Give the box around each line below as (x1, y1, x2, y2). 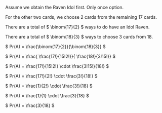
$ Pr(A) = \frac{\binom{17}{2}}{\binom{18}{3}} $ (5, 44, 106, 50)
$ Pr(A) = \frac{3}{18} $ (5, 102, 55, 108)
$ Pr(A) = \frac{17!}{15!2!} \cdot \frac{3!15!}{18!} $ (5, 63, 109, 69)
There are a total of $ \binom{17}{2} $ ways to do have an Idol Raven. (5, 24, 150, 30)
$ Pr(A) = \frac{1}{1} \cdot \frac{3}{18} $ (5, 93, 90, 98)
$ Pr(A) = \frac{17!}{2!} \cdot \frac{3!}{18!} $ (5, 73, 98, 79)
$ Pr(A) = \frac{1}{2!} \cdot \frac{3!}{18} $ (5, 83, 93, 89)
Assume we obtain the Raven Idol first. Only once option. (5, 5, 124, 10)
